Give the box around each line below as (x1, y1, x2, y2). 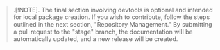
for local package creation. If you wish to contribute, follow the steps (12, 13, 210, 21)
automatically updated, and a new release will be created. (12, 35, 178, 43)
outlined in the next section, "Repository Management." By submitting (12, 21, 212, 28)
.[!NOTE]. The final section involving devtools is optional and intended (12, 6, 213, 14)
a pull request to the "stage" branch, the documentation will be (12, 27, 193, 36)
